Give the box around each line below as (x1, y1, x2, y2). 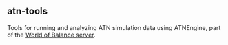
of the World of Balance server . (7, 31, 96, 39)
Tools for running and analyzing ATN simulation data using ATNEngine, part (7, 23, 221, 31)
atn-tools (7, 5, 48, 17)
